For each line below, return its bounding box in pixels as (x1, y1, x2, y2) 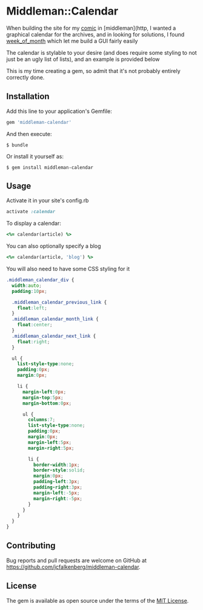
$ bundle (6, 142, 28, 148)
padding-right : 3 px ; (33, 484, 83, 490)
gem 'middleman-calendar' (6, 119, 72, 125)
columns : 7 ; (28, 417, 56, 423)
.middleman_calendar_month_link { (12, 316, 99, 323)
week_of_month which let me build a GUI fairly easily (6, 37, 138, 44)
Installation (6, 91, 50, 101)
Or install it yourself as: (6, 152, 64, 160)
